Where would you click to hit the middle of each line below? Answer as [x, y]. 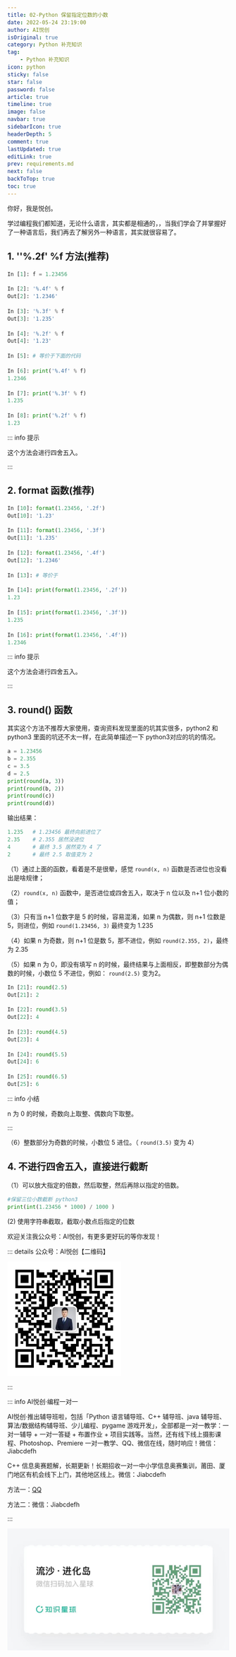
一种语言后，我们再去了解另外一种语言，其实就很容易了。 [97, 232]
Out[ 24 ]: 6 [23, 1062]
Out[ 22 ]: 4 [23, 1018]
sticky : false [28, 74]
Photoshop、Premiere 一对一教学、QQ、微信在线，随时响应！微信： [119, 1443]
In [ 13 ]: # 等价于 [33, 575]
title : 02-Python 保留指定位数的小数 [58, 15]
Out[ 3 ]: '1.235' [31, 319]
